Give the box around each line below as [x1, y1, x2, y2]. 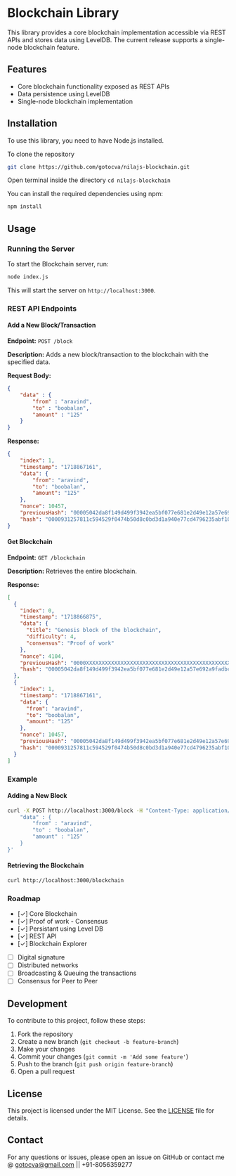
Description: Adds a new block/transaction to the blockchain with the [7, 350, 209, 358]
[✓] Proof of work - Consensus [17, 917, 108, 926]
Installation [7, 117, 58, 129]
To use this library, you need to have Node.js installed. [7, 136, 164, 145]
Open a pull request [17, 1067, 75, 1076]
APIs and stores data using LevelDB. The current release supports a [7, 35, 204, 44]
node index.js [7, 273, 49, 280]
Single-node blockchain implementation [17, 97, 133, 105]
